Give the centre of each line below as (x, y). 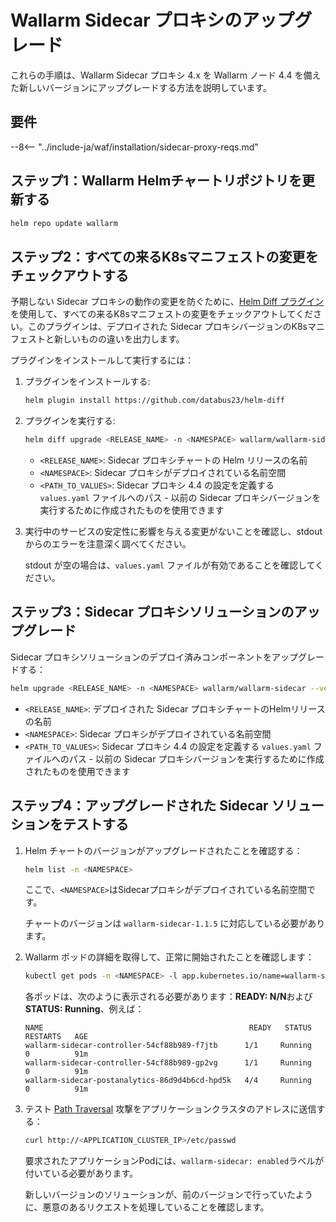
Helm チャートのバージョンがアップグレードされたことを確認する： (163, 850)
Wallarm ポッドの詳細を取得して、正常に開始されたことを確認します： (169, 957)
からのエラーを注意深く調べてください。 (108, 544)
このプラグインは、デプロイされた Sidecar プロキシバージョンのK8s (167, 327)
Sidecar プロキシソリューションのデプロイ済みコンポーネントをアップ (154, 657)
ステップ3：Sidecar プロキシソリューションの (152, 612)
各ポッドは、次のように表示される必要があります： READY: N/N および (168, 997)
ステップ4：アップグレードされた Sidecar (139, 806)
